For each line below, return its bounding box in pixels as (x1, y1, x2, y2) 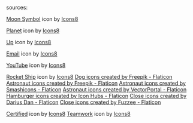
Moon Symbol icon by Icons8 (6, 16, 79, 22)
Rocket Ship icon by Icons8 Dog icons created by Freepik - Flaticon (6, 73, 173, 80)
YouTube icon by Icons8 (6, 61, 66, 69)
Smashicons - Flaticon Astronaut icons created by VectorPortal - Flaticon (6, 86, 187, 93)
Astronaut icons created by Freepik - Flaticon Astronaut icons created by (6, 79, 186, 87)
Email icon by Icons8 (6, 50, 58, 57)
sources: (6, 4, 28, 11)
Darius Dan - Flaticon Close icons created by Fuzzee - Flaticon (6, 99, 161, 106)
